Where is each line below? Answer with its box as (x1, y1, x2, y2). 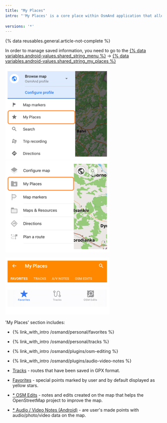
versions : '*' (5, 24, 35, 29)
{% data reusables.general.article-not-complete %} (5, 38, 111, 44)
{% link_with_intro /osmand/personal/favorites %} (12, 329, 114, 335)
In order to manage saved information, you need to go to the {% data (5, 48, 146, 54)
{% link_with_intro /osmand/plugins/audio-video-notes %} (12, 358, 132, 364)
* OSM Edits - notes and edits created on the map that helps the (12, 392, 144, 398)
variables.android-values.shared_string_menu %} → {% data (5, 53, 129, 59)
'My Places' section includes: (5, 320, 66, 326)
